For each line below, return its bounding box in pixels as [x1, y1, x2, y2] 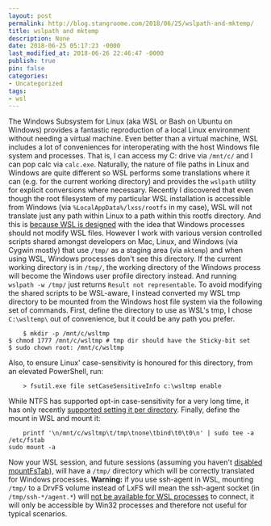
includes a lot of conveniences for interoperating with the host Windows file [8, 142, 260, 152]
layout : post [8, 11, 52, 20]
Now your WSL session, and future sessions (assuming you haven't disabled [8, 457, 263, 467]
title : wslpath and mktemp [8, 27, 99, 35]
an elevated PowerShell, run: [8, 367, 103, 377]
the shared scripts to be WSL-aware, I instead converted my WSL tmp [8, 288, 240, 298]
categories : [8, 72, 48, 80]
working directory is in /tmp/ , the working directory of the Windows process [8, 263, 261, 272]
